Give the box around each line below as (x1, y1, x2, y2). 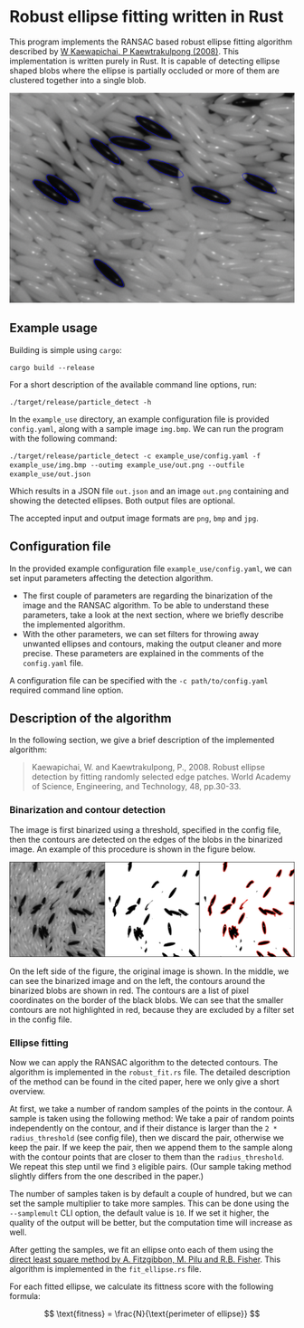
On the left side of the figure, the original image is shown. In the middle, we (9, 966, 290, 977)
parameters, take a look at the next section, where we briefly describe (22, 609, 284, 620)
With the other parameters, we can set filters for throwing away (22, 628, 260, 639)
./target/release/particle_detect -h (9, 397, 152, 406)
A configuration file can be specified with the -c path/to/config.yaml (9, 674, 269, 685)
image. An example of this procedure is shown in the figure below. (9, 844, 256, 855)
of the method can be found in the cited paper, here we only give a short (9, 1075, 280, 1087)
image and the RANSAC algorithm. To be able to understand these (22, 599, 270, 610)
